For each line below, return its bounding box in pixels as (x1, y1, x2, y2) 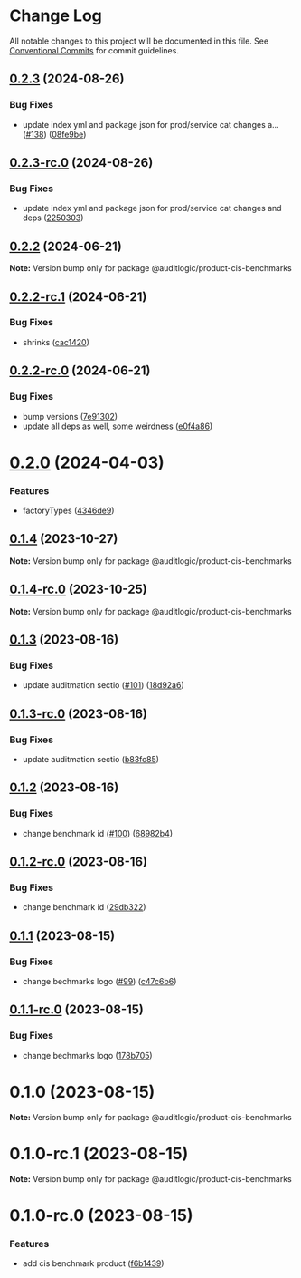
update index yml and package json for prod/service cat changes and (22, 203, 282, 214)
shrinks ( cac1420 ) (22, 336, 90, 347)
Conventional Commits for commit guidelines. (9, 44, 179, 55)
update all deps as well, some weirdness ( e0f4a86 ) (22, 421, 213, 431)
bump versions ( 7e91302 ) (22, 411, 118, 421)
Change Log (9, 5, 102, 26)
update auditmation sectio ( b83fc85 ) (22, 753, 160, 764)
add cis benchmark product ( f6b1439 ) (22, 1258, 165, 1269)
